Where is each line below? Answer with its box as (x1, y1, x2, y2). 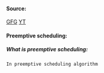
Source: (6, 5, 27, 12)
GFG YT (6, 18, 26, 25)
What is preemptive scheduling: (6, 46, 88, 53)
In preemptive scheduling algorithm (6, 61, 98, 67)
